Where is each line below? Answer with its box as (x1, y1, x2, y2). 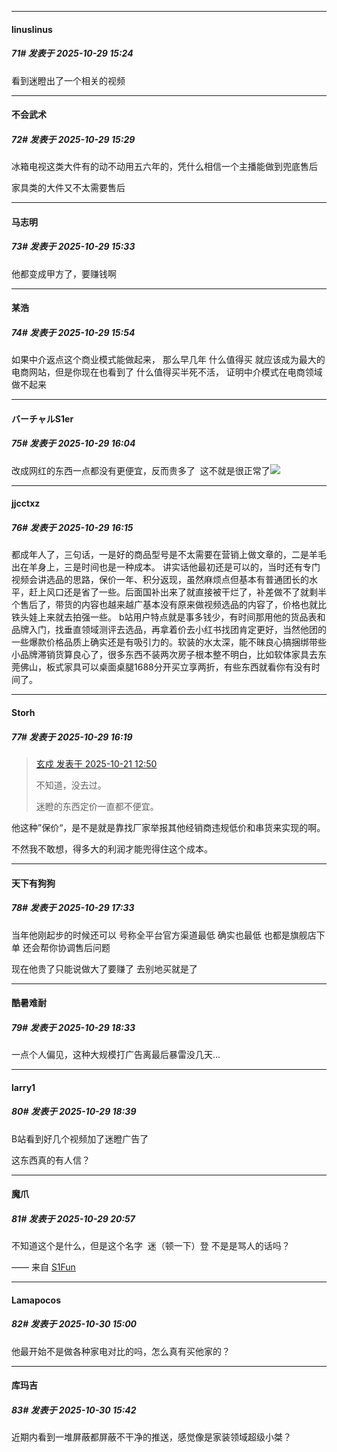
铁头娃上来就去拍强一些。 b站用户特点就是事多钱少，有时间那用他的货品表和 (11, 611, 326, 623)
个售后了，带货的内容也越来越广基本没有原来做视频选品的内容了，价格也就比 (11, 599, 327, 611)
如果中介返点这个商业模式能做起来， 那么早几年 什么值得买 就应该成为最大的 (11, 354, 326, 366)
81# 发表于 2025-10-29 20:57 (11, 1212, 136, 1225)
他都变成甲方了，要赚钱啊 (11, 267, 117, 280)
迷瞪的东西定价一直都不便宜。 (35, 800, 159, 812)
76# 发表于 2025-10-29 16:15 (11, 522, 134, 533)
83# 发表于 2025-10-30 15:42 (11, 1404, 137, 1416)
